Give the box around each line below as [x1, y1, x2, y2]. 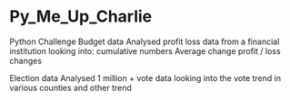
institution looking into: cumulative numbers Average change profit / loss [9, 45, 281, 56]
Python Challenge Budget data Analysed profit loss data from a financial [9, 36, 280, 47]
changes [9, 55, 43, 66]
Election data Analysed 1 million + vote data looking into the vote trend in [9, 72, 282, 83]
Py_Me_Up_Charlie [9, 6, 153, 27]
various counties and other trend [9, 82, 132, 93]
